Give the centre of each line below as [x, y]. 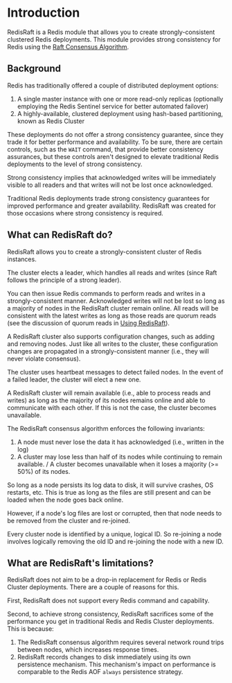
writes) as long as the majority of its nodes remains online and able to [106, 400]
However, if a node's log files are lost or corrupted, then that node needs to [115, 513]
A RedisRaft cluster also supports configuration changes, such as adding [111, 336]
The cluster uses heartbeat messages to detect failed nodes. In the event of [115, 372]
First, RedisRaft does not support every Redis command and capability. [108, 601]
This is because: [30, 629]
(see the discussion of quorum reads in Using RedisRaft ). [88, 323]
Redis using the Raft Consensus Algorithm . [68, 47]
